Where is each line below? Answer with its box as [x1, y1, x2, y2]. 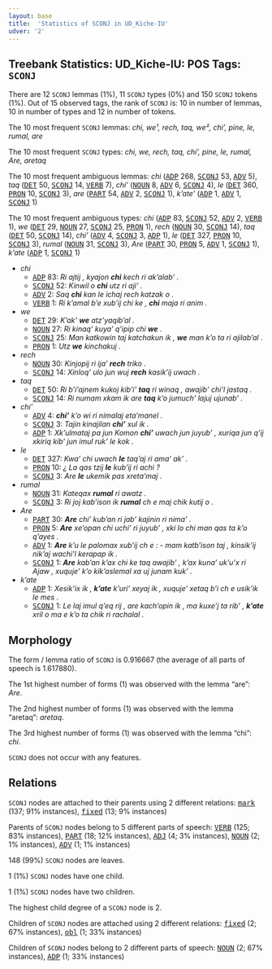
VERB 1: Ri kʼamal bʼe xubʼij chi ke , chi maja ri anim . [32, 298, 208, 308]
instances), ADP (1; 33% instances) [8, 951, 125, 961]
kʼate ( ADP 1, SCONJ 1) [8, 248, 80, 257]
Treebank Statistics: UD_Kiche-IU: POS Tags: [8, 57, 241, 71]
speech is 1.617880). [8, 664, 77, 673]
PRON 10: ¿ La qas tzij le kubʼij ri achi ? [32, 463, 161, 472]
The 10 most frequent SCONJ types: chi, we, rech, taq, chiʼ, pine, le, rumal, [8, 147, 253, 157]
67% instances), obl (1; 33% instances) [8, 927, 142, 936]
